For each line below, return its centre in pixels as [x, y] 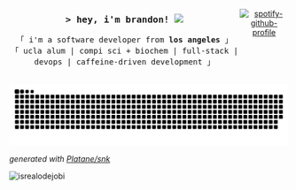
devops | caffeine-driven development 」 [125, 62]
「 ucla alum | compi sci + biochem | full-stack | [125, 51]
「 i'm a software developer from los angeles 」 [125, 40]
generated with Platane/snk [60, 159]
